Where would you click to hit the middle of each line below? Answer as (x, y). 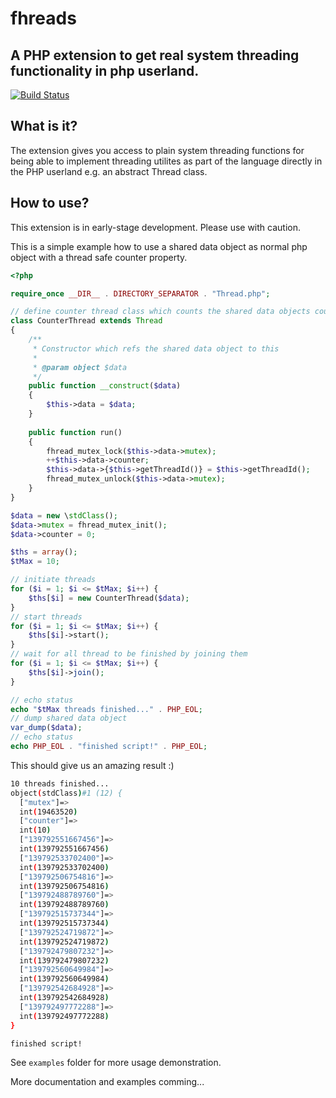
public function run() (75, 432)
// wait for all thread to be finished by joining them (129, 654)
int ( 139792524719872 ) (64, 942)
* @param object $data (80, 367)
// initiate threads (53, 580)
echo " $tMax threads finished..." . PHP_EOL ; (106, 709)
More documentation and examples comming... (107, 1082)
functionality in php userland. (105, 70)
